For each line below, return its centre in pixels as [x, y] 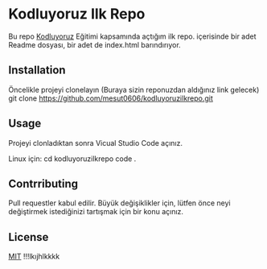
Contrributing [43, 183]
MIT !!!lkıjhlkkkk [34, 257]
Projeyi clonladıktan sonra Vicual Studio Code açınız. [96, 143]
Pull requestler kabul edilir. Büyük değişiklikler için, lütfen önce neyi [119, 203]
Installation [37, 70]
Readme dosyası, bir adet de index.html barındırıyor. [94, 44]
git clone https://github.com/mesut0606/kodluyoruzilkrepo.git [111, 98]
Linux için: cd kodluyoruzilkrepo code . [72, 159]
